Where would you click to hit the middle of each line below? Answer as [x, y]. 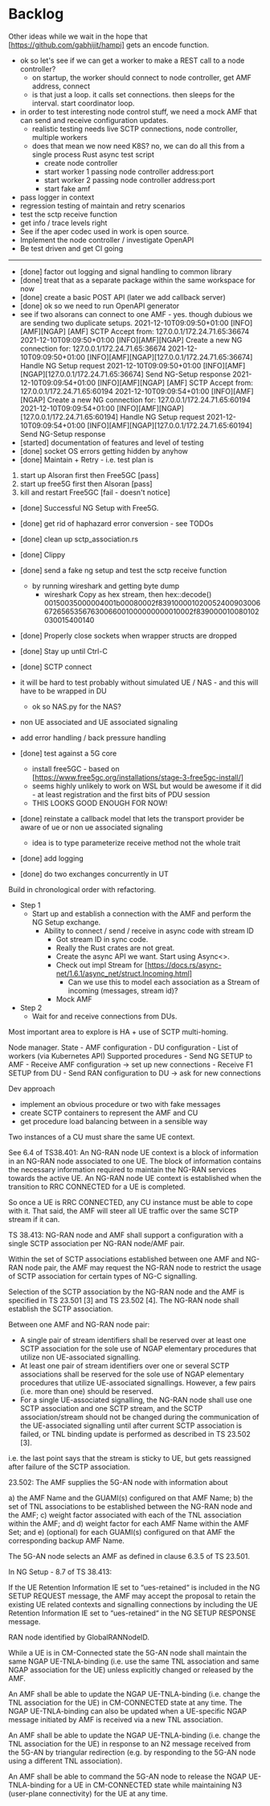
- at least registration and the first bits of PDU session [121, 794]
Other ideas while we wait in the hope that [78, 36]
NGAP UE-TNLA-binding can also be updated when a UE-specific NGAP [128, 1711]
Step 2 [31, 1007]
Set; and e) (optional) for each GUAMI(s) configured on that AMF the [122, 1532]
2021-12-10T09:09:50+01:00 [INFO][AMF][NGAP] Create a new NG [131, 339]
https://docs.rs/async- [185, 965]
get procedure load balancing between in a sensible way [114, 1121]
